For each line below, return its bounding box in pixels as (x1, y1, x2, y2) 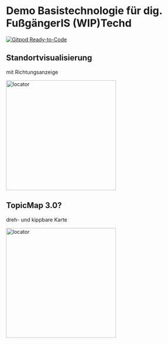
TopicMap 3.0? (6, 200, 62, 210)
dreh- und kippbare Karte (6, 216, 67, 223)
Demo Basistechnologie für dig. (6, 4, 163, 18)
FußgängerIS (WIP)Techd (6, 16, 132, 30)
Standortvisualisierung (6, 53, 92, 63)
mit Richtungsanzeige (6, 69, 59, 76)
